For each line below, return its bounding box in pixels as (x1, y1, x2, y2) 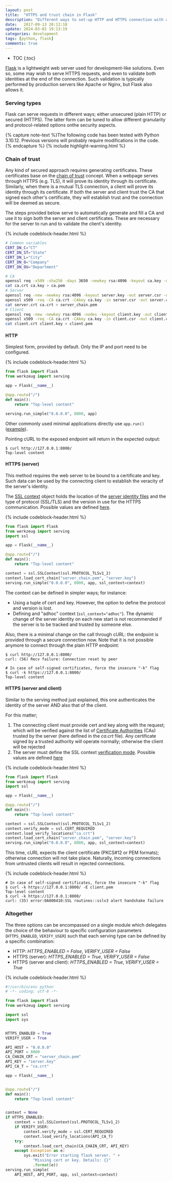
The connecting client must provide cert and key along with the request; (12, 722, 165, 728)
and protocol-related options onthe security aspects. (5, 122, 117, 128)
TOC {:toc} (12, 55, 36, 61)
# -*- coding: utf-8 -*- (5, 989, 58, 994)
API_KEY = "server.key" (5, 1059, 56, 1064)
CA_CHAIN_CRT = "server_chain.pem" (5, 1054, 81, 1059)
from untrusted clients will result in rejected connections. (5, 861, 125, 867)
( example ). (5, 426, 28, 432)
